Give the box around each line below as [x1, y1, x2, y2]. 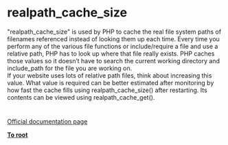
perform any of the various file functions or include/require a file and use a [7, 42, 218, 50]
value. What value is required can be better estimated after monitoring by [7, 78, 214, 87]
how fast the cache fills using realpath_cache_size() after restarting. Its [7, 86, 207, 94]
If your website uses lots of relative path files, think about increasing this [7, 71, 212, 80]
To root [7, 131, 28, 139]
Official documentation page [7, 118, 88, 126]
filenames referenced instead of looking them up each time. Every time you [7, 34, 220, 43]
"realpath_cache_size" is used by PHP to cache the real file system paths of [7, 27, 222, 36]
